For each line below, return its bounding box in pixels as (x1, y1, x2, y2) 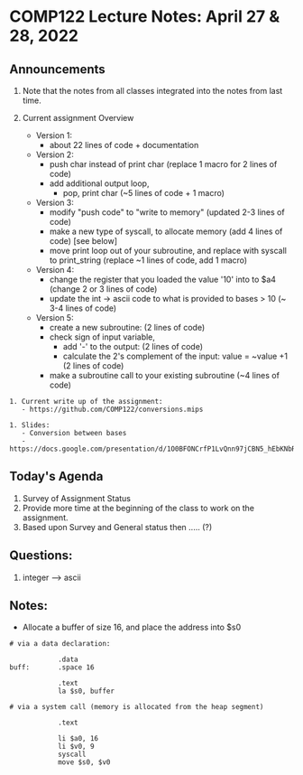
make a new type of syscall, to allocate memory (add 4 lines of (49, 226, 283, 237)
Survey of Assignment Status (22, 492, 131, 503)
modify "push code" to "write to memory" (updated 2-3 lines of (49, 207, 286, 218)
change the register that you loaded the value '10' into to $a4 (49, 274, 277, 285)
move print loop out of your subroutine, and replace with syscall (49, 246, 287, 256)
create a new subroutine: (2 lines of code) (49, 322, 206, 332)
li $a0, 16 (57, 734, 99, 743)
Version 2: (35, 149, 74, 160)
